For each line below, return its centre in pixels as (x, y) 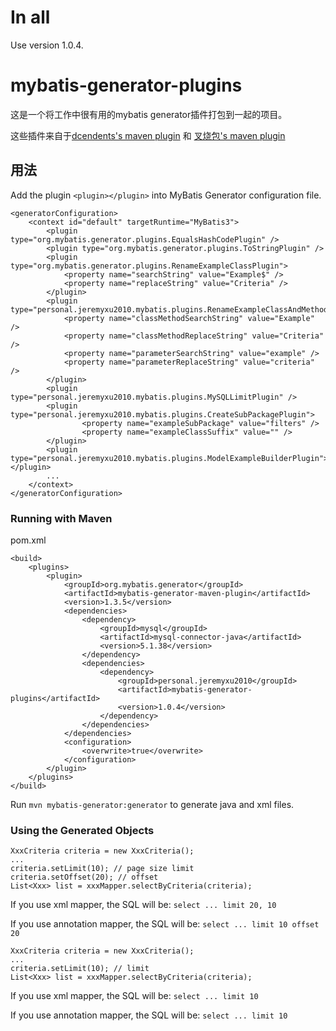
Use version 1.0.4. (47, 45)
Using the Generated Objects (82, 830)
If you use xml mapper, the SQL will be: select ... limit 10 (134, 996)
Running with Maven (61, 518)
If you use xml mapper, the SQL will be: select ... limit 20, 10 (143, 905)
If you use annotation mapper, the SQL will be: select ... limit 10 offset (165, 924)
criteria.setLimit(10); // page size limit (102, 869)
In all (30, 17)
